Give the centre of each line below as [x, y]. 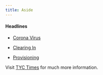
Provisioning [26, 57]
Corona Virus [27, 37]
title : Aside [19, 10]
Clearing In [24, 47]
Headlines [16, 27]
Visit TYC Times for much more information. [52, 67]
